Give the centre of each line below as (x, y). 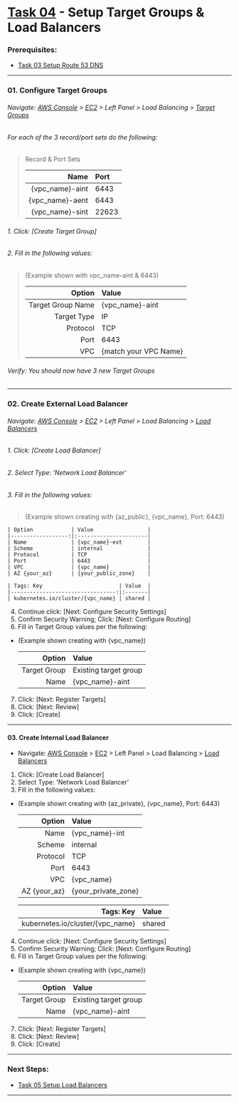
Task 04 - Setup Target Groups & (106, 12)
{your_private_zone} (105, 891)
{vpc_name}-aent (58, 200)
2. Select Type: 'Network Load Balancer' (67, 472)
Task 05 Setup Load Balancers (63, 1084)
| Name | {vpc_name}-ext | (79, 542)
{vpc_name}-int (98, 833)
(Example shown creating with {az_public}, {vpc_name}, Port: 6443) (125, 517)
